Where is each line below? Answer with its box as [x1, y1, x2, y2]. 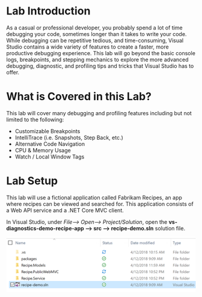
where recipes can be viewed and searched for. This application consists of [6, 200, 194, 208]
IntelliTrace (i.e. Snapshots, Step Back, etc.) [14, 134, 123, 141]
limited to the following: [6, 116, 64, 123]
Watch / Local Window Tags [14, 153, 85, 160]
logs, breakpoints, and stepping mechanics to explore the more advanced [6, 56, 189, 63]
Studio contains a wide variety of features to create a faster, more [6, 43, 170, 50]
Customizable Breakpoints [14, 127, 81, 134]
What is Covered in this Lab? [6, 90, 152, 103]
